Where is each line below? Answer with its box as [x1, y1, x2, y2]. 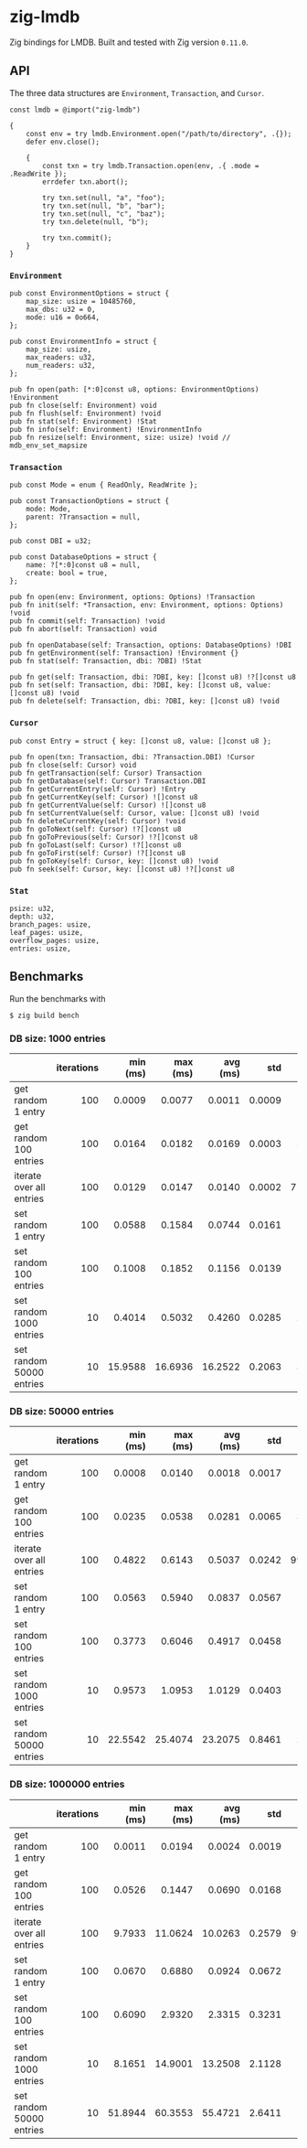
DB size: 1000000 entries [9, 1777, 125, 1790]
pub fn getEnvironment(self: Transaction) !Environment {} [9, 649, 239, 658]
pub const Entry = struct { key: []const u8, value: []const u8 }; [9, 736, 272, 746]
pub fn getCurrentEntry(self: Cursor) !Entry [9, 784, 185, 793]
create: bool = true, [26, 569, 108, 578]
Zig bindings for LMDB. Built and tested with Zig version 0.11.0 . [9, 37, 249, 48]
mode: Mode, [26, 505, 71, 514]
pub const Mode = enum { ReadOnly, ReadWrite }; [9, 480, 198, 490]
